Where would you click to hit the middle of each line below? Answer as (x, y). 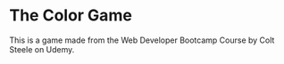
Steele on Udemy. (42, 49)
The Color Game (71, 16)
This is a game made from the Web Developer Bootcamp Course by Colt (142, 40)
